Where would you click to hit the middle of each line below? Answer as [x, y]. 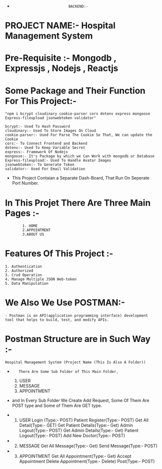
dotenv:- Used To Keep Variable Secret [45, 148]
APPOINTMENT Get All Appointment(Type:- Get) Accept [75, 456]
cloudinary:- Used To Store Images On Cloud [51, 131]
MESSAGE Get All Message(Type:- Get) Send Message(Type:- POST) [88, 446]
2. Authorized [19, 271]
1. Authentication [23, 267]
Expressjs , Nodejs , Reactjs [62, 68]
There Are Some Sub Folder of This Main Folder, [68, 372]
